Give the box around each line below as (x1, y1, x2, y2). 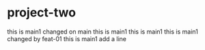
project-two (7, 5, 77, 21)
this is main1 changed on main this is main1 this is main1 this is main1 (7, 27, 198, 36)
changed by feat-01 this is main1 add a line (7, 34, 127, 42)
